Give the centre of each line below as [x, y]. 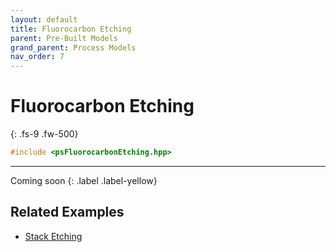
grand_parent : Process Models [73, 47]
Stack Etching [53, 236]
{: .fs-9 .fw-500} [44, 134]
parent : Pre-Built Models [64, 38]
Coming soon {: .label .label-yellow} [84, 180]
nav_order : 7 [37, 57]
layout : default [44, 19]
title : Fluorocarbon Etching [71, 29]
